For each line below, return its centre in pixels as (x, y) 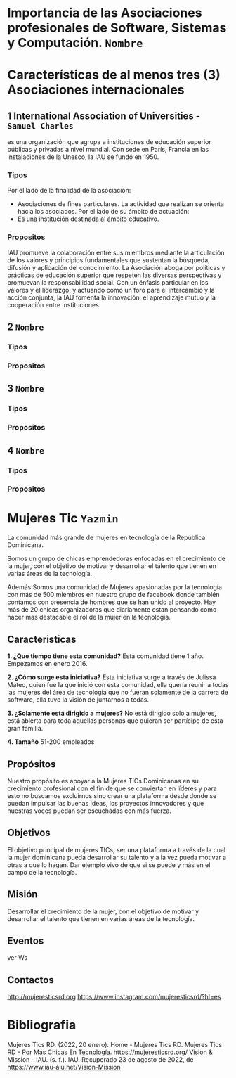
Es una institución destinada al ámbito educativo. (88, 219)
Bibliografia (42, 1025)
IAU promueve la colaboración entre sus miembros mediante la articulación (116, 252)
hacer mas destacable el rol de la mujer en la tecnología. (89, 617)
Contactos (31, 980)
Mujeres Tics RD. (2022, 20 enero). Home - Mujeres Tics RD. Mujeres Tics (115, 1045)
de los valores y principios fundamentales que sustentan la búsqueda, (109, 260)
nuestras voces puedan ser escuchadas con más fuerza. (90, 811)
